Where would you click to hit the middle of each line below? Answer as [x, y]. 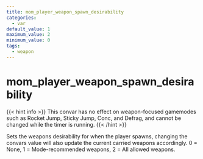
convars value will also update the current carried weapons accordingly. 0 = [102, 143]
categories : [21, 18]
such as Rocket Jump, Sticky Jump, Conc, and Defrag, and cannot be [94, 118]
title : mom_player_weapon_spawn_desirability [65, 12]
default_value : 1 [28, 29]
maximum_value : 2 [28, 35]
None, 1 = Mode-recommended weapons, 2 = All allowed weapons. [91, 149]
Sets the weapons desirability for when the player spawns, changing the [97, 136]
